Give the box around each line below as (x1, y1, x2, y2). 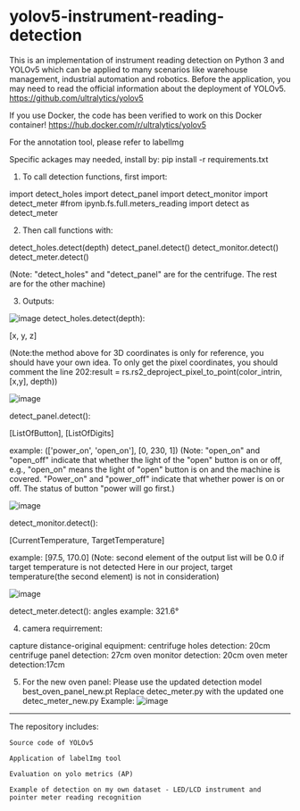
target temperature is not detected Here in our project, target (9, 561, 234, 572)
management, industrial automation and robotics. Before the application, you (9, 73, 292, 84)
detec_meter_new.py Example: (21, 695, 136, 706)
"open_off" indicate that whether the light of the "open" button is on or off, (9, 454, 283, 465)
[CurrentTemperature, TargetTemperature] (9, 534, 165, 545)
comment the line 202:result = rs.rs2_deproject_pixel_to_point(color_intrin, (9, 366, 283, 377)
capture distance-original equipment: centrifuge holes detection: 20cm (9, 640, 271, 650)
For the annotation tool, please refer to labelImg (9, 137, 185, 147)
